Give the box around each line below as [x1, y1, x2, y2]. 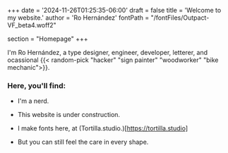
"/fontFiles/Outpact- [150, 13, 210, 22]
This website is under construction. [17, 111, 121, 119]
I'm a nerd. [17, 97, 49, 105]
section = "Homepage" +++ [7, 35, 88, 43]
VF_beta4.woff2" [7, 21, 56, 29]
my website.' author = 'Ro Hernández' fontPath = [7, 13, 150, 22]
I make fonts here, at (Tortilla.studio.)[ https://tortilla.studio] [17, 124, 188, 133]
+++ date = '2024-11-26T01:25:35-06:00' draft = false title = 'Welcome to [7, 6, 222, 14]
